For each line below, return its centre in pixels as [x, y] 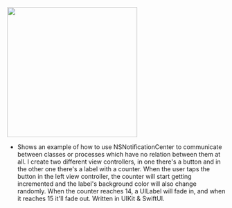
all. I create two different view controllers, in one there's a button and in [119, 162]
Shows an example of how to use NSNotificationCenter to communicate [119, 147]
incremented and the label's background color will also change [107, 184]
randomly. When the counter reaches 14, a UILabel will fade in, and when [121, 191]
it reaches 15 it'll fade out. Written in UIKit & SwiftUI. [91, 198]
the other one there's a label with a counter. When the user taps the [114, 169]
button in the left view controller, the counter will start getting [104, 176]
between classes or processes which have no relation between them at [119, 154]
